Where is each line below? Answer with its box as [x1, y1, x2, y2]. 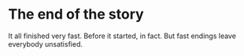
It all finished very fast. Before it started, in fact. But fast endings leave [8, 31, 236, 40]
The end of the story [8, 5, 144, 23]
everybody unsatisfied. [8, 39, 83, 48]
